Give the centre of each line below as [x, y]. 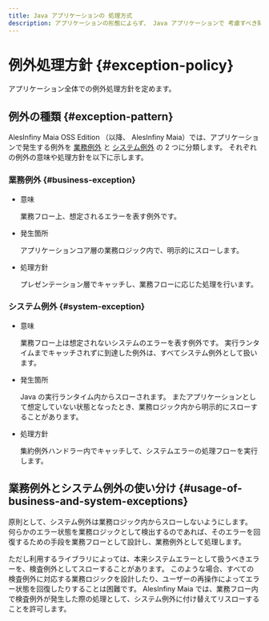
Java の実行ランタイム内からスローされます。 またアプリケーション [131, 396]
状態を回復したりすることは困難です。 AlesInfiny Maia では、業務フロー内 [137, 588]
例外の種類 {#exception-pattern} [91, 116]
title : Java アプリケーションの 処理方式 [70, 16]
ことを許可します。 [40, 608]
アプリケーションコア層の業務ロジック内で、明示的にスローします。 [132, 250]
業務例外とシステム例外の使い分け [92, 489]
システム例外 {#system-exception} [77, 306]
